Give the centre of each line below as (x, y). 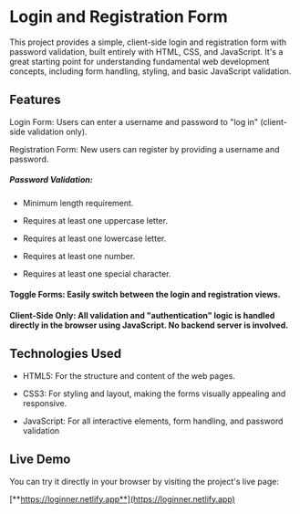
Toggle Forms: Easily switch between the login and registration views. (145, 295)
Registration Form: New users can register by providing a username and (145, 149)
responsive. (45, 403)
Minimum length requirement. (78, 203)
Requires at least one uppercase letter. (95, 220)
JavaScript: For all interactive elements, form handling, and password (153, 421)
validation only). (57, 131)
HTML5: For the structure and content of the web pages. (129, 375)
